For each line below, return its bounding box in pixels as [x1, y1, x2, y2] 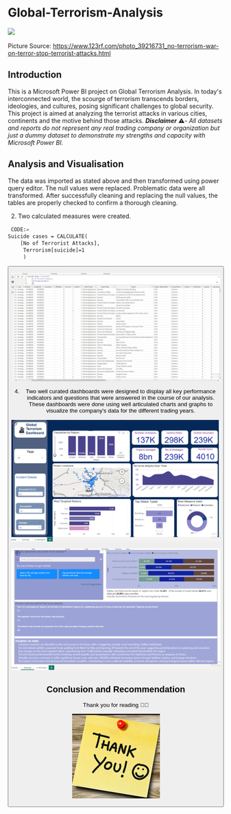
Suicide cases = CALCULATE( [8, 232, 88, 240]
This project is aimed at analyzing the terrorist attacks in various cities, [8, 109, 208, 118]
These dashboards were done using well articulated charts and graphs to [28, 400, 213, 408]
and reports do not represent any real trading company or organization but [8, 124, 220, 132]
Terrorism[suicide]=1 [23, 246, 85, 254]
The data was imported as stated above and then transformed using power [8, 177, 219, 185]
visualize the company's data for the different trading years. [46, 407, 196, 414]
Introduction [8, 69, 62, 80]
